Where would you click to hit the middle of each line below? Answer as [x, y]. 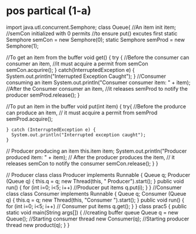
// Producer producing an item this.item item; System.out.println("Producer [97, 151]
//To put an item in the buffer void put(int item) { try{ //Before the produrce [96, 106]
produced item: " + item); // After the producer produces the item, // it [90, 157]
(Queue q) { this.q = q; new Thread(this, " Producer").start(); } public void [95, 181]
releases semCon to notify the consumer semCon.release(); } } [82, 163]
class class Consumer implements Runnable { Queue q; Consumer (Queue [96, 193]
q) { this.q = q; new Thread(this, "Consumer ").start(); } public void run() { [95, 200]
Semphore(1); [22, 46]
